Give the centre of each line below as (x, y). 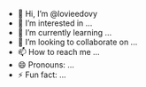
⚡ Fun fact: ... (42, 75)
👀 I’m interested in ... (55, 23)
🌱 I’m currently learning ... (65, 32)
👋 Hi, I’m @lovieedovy (58, 14)
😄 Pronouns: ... (46, 65)
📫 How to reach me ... (58, 52)
